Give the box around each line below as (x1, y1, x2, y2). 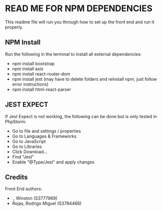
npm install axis (12, 66, 44, 71)
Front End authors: (5, 186, 42, 192)
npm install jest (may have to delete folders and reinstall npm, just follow (12, 76, 157, 82)
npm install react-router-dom (12, 71, 71, 77)
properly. (5, 24, 23, 30)
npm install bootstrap (12, 60, 55, 66)
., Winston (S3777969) (12, 195, 57, 201)
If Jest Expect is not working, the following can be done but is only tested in (5, 113, 157, 119)
